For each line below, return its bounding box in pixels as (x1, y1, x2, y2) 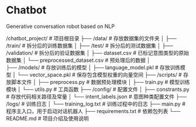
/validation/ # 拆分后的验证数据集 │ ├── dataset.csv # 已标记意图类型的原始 (6, 49, 189, 56)
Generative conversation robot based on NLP (6, 23, 115, 30)
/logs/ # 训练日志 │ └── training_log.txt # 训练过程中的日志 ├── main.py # (6, 100, 186, 107)
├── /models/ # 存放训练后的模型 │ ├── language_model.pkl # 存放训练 (6, 63, 181, 70)
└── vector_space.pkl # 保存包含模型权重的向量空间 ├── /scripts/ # (17, 71, 183, 78)
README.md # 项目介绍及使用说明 (6, 115, 89, 122)
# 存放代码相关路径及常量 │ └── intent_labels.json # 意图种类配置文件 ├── (6, 93, 187, 100)
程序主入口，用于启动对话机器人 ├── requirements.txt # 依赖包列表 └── (6, 107, 181, 114)
